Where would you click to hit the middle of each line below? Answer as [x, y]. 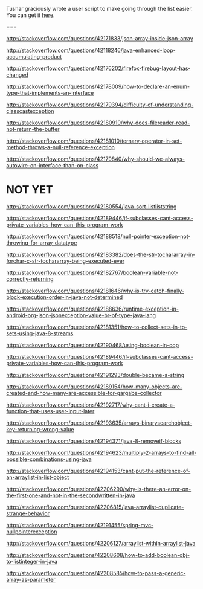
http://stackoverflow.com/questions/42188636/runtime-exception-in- [93, 309]
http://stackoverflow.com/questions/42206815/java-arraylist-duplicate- [95, 507]
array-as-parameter [31, 579]
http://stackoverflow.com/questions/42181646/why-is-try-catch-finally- [95, 291]
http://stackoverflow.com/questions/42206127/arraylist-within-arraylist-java [101, 543]
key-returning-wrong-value [40, 429]
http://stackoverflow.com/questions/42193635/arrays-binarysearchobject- [99, 423]
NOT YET [30, 190]
